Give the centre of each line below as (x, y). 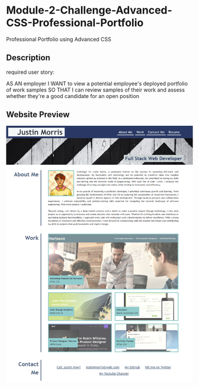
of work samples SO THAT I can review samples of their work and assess (96, 90)
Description (28, 58)
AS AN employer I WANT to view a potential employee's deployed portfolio (97, 83)
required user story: (30, 72)
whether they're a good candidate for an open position (73, 96)
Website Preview (38, 115)
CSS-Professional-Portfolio (75, 23)
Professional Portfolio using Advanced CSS (59, 39)
